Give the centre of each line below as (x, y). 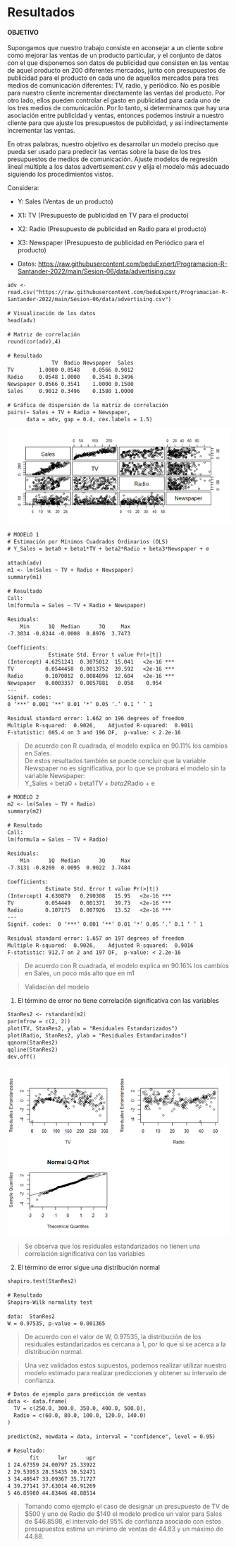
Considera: (23, 188)
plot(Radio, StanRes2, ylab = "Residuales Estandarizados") (98, 1035)
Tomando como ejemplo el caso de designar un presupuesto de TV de (127, 1506)
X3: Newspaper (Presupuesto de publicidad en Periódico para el (111, 243)
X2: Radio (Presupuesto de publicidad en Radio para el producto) (112, 229)
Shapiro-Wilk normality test (50, 1302)
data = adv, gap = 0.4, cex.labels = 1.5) (89, 420)
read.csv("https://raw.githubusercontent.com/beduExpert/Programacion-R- (118, 293)
